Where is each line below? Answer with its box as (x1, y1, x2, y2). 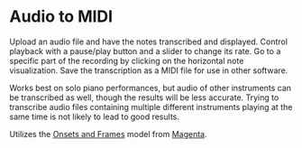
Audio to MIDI (9, 6, 114, 27)
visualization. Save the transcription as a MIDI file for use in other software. (9, 65, 288, 76)
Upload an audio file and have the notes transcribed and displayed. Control (9, 36, 288, 47)
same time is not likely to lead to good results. (9, 111, 180, 122)
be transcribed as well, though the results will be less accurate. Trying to (9, 92, 279, 103)
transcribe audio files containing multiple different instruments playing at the (9, 101, 293, 112)
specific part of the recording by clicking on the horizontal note (9, 55, 244, 66)
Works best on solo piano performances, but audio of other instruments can (9, 82, 291, 93)
